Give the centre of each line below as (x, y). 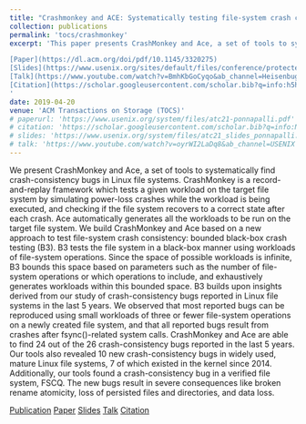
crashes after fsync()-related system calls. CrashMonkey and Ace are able (149, 334)
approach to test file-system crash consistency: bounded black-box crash (148, 237)
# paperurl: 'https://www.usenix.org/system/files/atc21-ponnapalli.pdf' (153, 119)
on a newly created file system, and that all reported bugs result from (139, 325)
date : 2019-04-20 (42, 102)
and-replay (30, 189)
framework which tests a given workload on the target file (161, 189)
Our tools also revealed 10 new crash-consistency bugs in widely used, (143, 353)
